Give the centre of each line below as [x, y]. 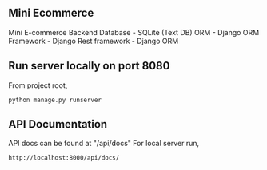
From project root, [38, 85]
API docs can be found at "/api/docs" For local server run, [104, 144]
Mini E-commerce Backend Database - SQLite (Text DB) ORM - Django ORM [134, 32]
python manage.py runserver [55, 100]
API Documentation [58, 124]
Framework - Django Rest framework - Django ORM [94, 41]
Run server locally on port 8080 [89, 66]
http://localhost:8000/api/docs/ [64, 158]
